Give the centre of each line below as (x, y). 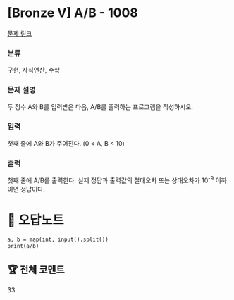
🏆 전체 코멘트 (36, 269)
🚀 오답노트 (36, 220)
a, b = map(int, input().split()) (58, 239)
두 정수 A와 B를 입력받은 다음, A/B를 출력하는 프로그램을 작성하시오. (100, 106)
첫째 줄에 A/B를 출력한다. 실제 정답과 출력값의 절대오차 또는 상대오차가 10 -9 (111, 180)
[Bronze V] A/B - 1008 (73, 13)
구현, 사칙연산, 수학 (33, 70)
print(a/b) (23, 246)
